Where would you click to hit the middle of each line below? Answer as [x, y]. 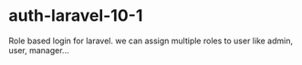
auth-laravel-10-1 [76, 16]
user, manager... [39, 50]
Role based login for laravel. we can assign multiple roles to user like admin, [151, 41]
